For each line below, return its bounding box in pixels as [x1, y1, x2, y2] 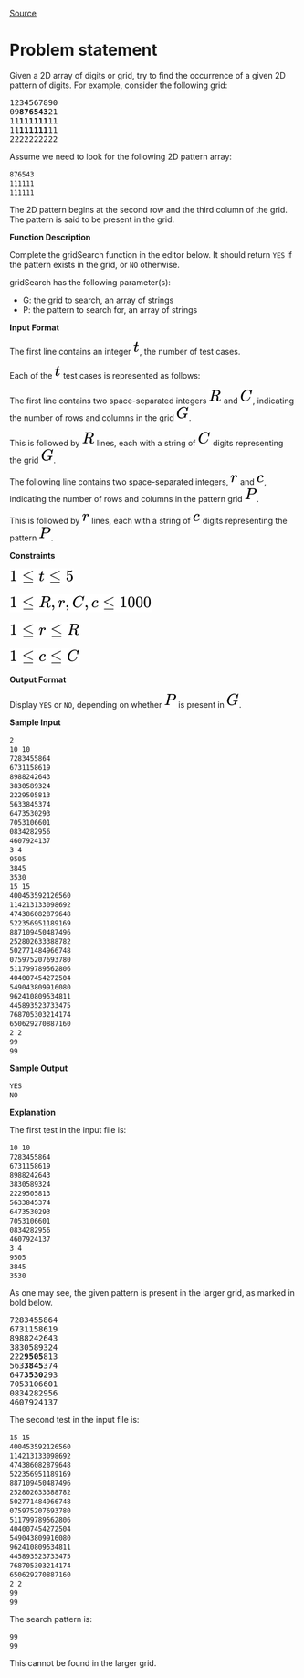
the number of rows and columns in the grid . [9, 411, 192, 423]
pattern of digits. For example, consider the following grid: [9, 80, 228, 91]
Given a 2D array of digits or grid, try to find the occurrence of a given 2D [9, 69, 286, 80]
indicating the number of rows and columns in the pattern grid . [9, 493, 260, 504]
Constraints [9, 550, 56, 561]
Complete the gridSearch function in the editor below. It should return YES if [9, 249, 293, 260]
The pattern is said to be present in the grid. [9, 214, 175, 225]
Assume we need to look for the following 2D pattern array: [9, 151, 233, 162]
